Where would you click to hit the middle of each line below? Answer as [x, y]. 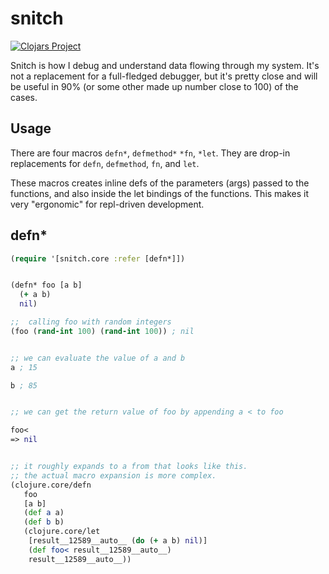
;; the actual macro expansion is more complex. [113, 475]
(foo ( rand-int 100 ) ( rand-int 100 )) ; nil [102, 331]
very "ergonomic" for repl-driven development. [107, 204]
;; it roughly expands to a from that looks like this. [129, 467]
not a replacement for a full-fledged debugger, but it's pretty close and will [164, 76]
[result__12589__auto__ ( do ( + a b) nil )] [118, 541]
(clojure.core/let [62, 532]
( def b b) [44, 522]
